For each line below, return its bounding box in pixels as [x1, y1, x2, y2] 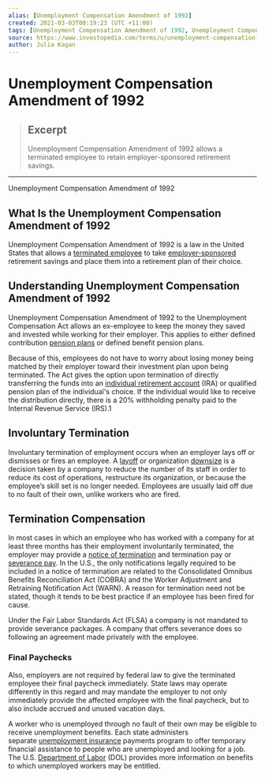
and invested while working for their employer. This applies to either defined [8, 329, 256, 339]
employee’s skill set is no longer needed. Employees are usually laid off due [8, 481, 254, 490]
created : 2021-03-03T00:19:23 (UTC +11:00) [8, 19, 154, 27]
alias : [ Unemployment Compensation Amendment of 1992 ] [8, 11, 192, 20]
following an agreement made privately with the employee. [8, 633, 199, 642]
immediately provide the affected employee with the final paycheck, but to [8, 695, 250, 705]
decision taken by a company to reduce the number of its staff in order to [8, 464, 246, 474]
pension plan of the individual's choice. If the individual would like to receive [8, 386, 256, 396]
